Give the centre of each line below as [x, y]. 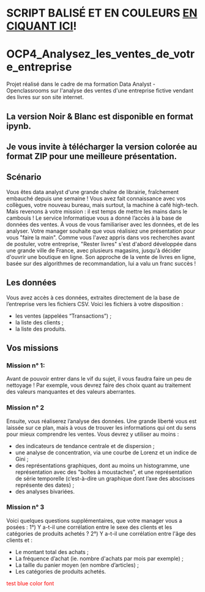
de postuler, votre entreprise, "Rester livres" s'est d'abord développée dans [102, 244]
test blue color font [30, 583]
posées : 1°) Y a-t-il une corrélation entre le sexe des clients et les [89, 527]
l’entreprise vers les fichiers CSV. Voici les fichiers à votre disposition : [95, 304]
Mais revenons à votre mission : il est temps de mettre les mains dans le [97, 211]
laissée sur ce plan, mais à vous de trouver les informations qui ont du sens [101, 427]
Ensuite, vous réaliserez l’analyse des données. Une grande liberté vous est [102, 421]
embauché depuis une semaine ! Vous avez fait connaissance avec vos [96, 198]
